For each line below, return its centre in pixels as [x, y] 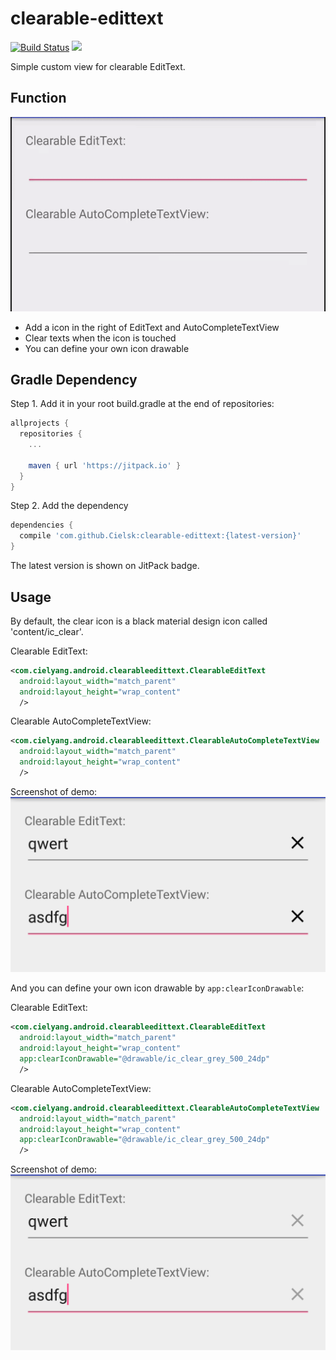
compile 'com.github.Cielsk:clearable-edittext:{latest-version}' [160, 536]
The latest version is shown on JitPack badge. [105, 566]
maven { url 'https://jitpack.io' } [105, 465]
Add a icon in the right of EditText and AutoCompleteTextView [152, 327]
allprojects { [40, 423]
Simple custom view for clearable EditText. [98, 66]
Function [38, 98]
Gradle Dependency [74, 379]
